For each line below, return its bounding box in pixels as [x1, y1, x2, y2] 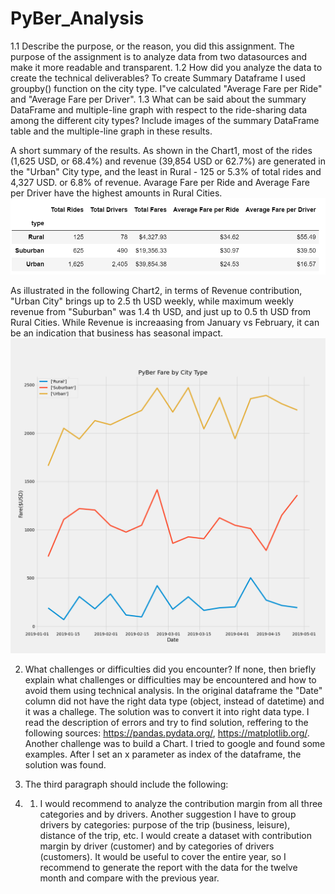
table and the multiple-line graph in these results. [10, 125, 213, 137]
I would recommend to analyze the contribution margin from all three [39, 797, 323, 809]
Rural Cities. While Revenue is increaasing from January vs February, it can [10, 316, 320, 328]
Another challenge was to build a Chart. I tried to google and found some [24, 737, 326, 749]
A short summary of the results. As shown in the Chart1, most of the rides [10, 144, 313, 156]
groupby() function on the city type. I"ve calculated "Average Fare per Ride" [10, 82, 323, 94]
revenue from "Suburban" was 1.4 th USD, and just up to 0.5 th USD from [10, 305, 312, 317]
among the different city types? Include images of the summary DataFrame [10, 114, 320, 126]
